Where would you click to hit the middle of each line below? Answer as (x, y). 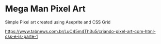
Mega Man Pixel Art (45, 9)
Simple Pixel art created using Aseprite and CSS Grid (58, 22)
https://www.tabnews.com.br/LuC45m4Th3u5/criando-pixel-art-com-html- (80, 31)
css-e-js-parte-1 (21, 36)
